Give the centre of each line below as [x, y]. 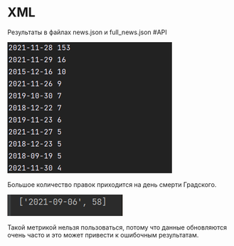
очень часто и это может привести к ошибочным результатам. [103, 235]
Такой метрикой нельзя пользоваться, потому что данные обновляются [117, 227]
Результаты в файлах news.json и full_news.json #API [87, 32]
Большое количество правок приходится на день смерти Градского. [112, 184]
